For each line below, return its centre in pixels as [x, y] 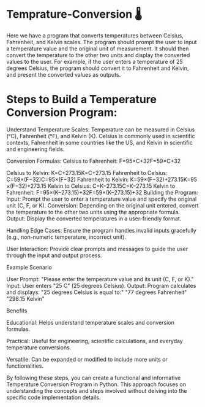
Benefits [17, 311]
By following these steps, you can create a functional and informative [94, 378]
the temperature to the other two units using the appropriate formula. [93, 212]
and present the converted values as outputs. [64, 74]
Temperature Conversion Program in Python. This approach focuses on [96, 384]
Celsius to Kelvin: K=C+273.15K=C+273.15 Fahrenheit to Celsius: [87, 172]
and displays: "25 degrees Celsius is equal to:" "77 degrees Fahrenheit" [97, 292]
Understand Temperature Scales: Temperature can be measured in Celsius [101, 130]
